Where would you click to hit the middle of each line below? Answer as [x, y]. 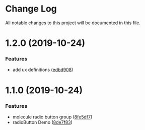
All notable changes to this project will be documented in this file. [73, 23]
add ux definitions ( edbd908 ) [43, 70]
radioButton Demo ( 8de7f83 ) [43, 122]
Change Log [31, 9]
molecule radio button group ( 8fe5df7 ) [52, 117]
